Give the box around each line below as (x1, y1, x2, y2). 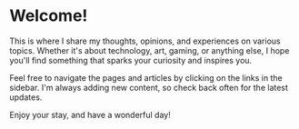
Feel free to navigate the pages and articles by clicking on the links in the (9, 72, 284, 83)
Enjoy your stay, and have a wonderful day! (9, 109, 171, 120)
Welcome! (9, 5, 88, 26)
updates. (9, 92, 43, 103)
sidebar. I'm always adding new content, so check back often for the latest (9, 82, 289, 93)
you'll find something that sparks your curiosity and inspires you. (9, 55, 253, 65)
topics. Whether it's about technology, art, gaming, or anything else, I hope (9, 45, 290, 55)
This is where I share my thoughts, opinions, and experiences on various (9, 35, 281, 46)
